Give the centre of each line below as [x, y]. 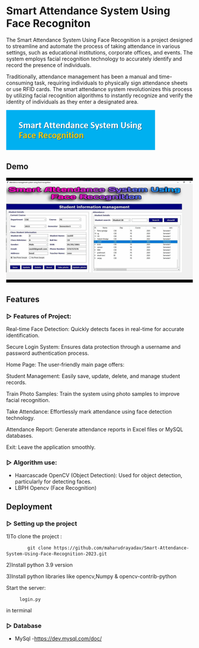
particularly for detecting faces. [53, 482]
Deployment [29, 507]
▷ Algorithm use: [32, 462]
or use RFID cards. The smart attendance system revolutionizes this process [99, 89]
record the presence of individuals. [49, 65]
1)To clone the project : [34, 536]
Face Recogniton [48, 23]
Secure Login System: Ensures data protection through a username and [93, 347]
